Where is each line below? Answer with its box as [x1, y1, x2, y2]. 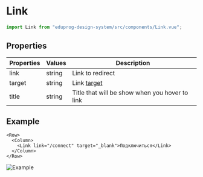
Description [115, 58, 150, 67]
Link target [72, 78, 103, 87]
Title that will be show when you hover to [72, 88, 188, 97]
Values [46, 58, 66, 67]
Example [6, 116, 40, 127]
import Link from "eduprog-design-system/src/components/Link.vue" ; [6, 24, 182, 30]
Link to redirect [72, 69, 115, 77]
